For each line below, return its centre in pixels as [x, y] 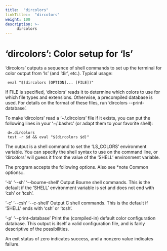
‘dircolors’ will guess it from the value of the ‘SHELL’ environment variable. [83, 157]
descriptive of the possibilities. [37, 229]
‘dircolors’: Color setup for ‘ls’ [69, 54]
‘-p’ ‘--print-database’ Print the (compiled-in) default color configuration [80, 218]
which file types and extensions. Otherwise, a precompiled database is [79, 97]
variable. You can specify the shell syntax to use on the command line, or [81, 152]
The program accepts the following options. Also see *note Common [77, 167]
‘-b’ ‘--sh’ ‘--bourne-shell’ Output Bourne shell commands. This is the [78, 183]
